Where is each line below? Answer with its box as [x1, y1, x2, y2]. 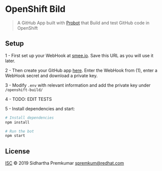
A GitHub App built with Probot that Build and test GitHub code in [17, 20, 150, 26]
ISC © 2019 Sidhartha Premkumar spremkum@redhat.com [5, 160, 124, 166]
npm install [5, 120, 30, 125]
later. [5, 58, 16, 64]
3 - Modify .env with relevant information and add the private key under [5, 82, 151, 88]
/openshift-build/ [5, 87, 43, 92]
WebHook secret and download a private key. [5, 73, 98, 79]
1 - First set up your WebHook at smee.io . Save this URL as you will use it [5, 52, 154, 58]
